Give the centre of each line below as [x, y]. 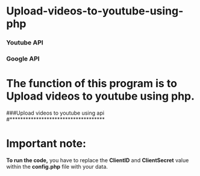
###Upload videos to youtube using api [55, 113]
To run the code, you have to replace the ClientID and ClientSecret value [98, 160]
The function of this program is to [92, 84]
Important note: [46, 144]
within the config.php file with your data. [57, 166]
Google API [23, 59]
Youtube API [25, 43]
